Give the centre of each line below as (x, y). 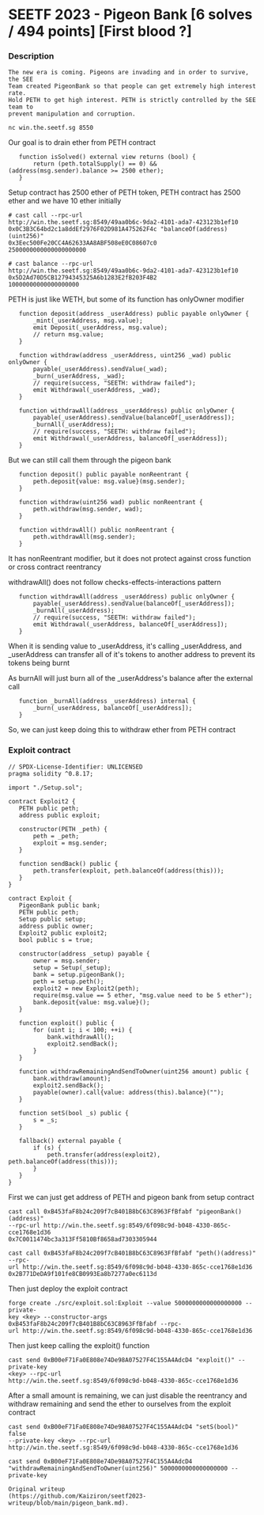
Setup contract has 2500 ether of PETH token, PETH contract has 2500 (124, 192)
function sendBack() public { (68, 864)
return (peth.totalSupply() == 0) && (95, 164)
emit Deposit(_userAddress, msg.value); (100, 328)
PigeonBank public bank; (60, 905)
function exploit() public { (66, 1023)
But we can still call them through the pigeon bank (90, 460)
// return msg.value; (68, 335)
